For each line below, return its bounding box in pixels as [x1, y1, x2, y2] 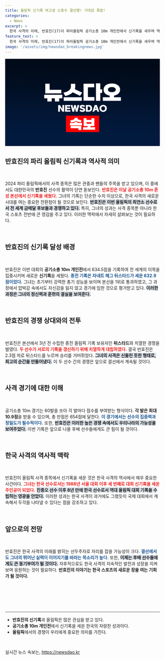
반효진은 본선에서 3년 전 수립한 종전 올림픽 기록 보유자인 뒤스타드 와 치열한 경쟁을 [5, 340, 160, 346]
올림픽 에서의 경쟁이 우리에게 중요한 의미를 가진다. [12, 629, 107, 635]
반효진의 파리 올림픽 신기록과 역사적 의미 [5, 157, 120, 165]
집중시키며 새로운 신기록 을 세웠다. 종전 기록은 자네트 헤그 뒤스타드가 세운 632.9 [5, 273, 157, 278]
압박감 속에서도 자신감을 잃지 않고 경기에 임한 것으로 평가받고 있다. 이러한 [18, 285, 159, 291]
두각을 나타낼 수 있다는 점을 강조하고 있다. [18, 499, 98, 505]
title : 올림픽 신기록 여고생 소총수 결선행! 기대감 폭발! [5, 8, 106, 13]
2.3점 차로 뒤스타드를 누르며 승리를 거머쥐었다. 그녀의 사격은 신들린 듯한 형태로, [5, 352, 156, 358]
